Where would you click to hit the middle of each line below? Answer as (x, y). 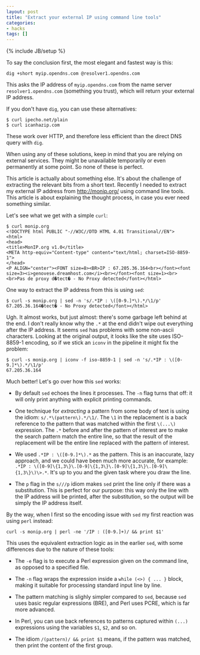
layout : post (22, 12)
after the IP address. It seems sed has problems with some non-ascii (90, 330)
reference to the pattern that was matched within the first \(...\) (95, 424)
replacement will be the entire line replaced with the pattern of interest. (102, 443)
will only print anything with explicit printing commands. (83, 400)
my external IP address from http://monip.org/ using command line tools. (96, 191)
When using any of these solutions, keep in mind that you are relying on (94, 154)
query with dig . (25, 143)
